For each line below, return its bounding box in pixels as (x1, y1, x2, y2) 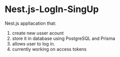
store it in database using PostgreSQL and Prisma (12, 35, 115, 41)
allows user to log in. (12, 40, 55, 46)
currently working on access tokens (12, 46, 87, 52)
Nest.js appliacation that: (5, 20, 56, 26)
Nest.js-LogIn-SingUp (5, 4, 99, 15)
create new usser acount (12, 30, 64, 36)
